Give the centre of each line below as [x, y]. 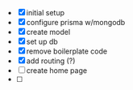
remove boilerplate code [66, 51]
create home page [56, 71]
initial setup [45, 13]
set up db [42, 41]
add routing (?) [51, 61]
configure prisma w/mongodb [76, 22]
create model [48, 32]
